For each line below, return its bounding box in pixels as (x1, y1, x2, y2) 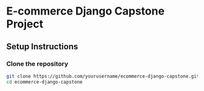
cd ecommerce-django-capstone (6, 79, 83, 85)
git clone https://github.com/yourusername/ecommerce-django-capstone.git (6, 73, 200, 79)
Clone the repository (6, 59, 69, 68)
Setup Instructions (6, 41, 78, 52)
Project (6, 17, 44, 31)
